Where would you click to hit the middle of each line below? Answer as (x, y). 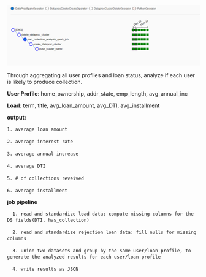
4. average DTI (26, 166)
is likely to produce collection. (45, 82)
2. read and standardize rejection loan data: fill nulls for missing (105, 233)
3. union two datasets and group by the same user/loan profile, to (102, 251)
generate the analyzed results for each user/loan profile (84, 257)
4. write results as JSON (46, 269)
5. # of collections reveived (46, 179)
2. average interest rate (40, 142)
